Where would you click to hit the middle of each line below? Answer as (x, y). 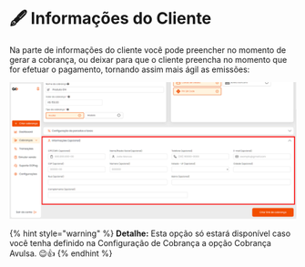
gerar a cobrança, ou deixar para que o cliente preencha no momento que (148, 59)
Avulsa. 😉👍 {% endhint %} (61, 253)
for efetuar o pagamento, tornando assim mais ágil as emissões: (130, 69)
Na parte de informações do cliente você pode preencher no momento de (148, 50)
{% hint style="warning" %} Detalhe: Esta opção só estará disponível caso (150, 233)
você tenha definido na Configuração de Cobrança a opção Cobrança (140, 243)
